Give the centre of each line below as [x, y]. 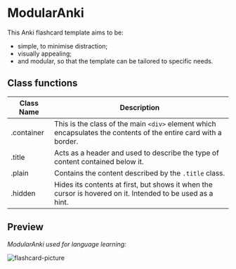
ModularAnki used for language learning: [67, 244]
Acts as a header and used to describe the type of [136, 153]
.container [27, 132]
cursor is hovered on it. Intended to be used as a [133, 193]
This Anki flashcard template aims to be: [66, 32]
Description [140, 107]
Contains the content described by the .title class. [139, 173]
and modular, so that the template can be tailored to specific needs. [115, 61]
